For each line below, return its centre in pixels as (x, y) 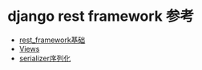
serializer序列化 (45, 58)
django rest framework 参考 (101, 16)
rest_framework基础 (52, 40)
